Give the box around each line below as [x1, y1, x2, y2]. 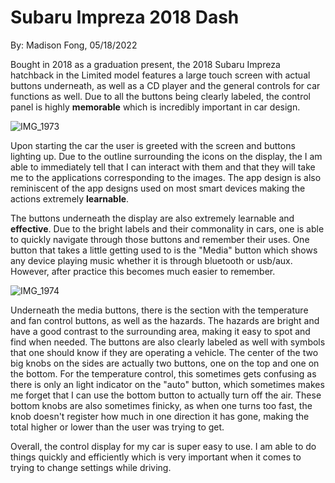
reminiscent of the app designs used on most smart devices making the [10, 182, 306, 194]
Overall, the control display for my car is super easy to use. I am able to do [10, 440, 317, 452]
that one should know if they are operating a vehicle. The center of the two [10, 346, 319, 358]
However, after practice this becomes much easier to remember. [10, 265, 276, 277]
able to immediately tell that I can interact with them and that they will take [10, 161, 316, 173]
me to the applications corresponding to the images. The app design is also [10, 171, 322, 183]
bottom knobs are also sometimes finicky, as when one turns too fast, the [10, 399, 313, 411]
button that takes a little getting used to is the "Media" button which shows [10, 244, 318, 256]
